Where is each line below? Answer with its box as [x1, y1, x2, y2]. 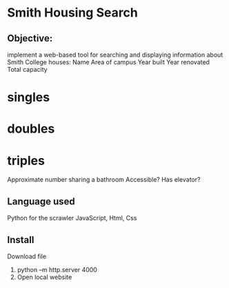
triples [7, 153, 45, 169]
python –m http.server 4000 [17, 265, 98, 273]
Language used [7, 195, 76, 207]
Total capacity [7, 66, 48, 73]
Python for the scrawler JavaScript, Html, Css [7, 214, 137, 222]
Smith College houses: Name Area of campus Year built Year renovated [7, 58, 210, 66]
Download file [7, 252, 47, 260]
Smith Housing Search [7, 5, 138, 21]
